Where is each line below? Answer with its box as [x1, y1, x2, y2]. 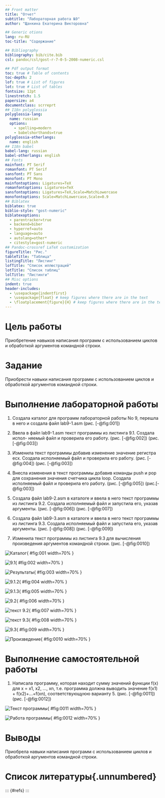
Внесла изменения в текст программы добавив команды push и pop [12, 470, 157, 476]
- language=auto [9, 231, 43, 236]
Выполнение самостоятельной [5, 653, 139, 664]
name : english [9, 139, 38, 145]
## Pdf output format [5, 66, 50, 71]
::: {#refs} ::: [5, 787, 29, 793]
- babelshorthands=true [14, 130, 63, 135]
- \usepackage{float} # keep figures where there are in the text [9, 295, 148, 300]
